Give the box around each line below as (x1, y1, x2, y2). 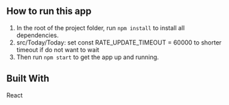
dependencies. (16, 31, 59, 39)
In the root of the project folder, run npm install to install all (16, 23, 185, 32)
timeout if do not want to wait (16, 45, 100, 54)
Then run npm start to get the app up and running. (16, 53, 159, 61)
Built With (6, 73, 49, 84)
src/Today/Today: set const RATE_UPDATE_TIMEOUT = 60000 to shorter (16, 38, 222, 47)
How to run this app (6, 5, 92, 17)
